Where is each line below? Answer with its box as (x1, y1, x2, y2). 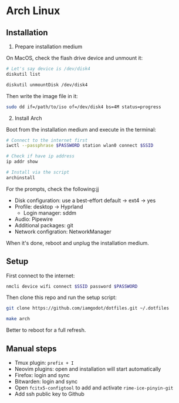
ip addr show (6, 159, 38, 165)
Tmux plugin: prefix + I (14, 360, 75, 366)
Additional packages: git (14, 221, 73, 229)
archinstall (6, 174, 35, 180)
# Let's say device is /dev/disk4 (6, 66, 91, 72)
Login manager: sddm (23, 209, 77, 216)
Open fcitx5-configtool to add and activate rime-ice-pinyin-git (14, 384, 174, 391)
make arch (6, 316, 31, 322)
